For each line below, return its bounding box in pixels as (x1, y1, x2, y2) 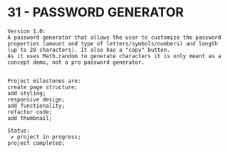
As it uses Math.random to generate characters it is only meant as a (7, 53, 222, 60)
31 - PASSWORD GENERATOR (7, 4, 184, 21)
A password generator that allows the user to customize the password (7, 33, 222, 41)
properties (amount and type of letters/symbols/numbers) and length (7, 40, 219, 47)
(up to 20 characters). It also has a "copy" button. (7, 46, 171, 53)
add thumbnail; (7, 114, 53, 121)
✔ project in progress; (10, 133, 81, 141)
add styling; (7, 89, 46, 97)
